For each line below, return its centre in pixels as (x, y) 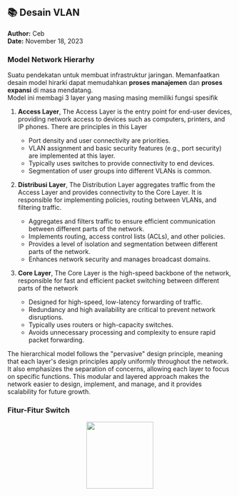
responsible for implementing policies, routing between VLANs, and (117, 200)
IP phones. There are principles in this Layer (82, 127)
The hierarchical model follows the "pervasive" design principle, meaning (115, 354)
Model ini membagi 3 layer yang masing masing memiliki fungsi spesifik (113, 98)
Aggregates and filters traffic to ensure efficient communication (122, 221)
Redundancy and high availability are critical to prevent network (122, 310)
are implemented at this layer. (72, 156)
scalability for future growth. (49, 392)
